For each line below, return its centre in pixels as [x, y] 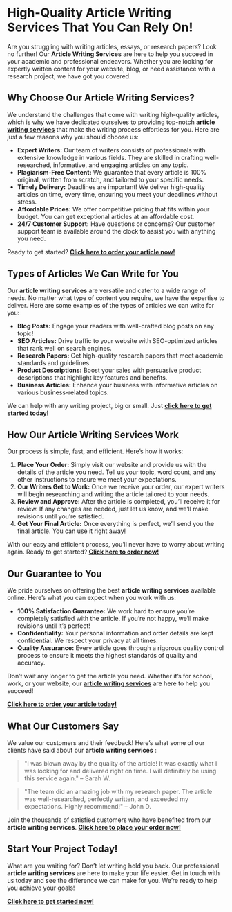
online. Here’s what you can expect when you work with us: [91, 598]
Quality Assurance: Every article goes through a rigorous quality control [120, 648]
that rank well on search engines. [64, 348]
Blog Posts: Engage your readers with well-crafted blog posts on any [115, 326]
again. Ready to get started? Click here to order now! [83, 552]
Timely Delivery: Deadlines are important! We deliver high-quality [111, 187]
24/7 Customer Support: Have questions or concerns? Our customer [116, 224]
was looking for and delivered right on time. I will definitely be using [120, 771]
